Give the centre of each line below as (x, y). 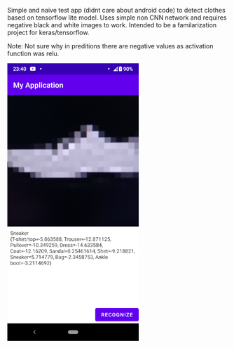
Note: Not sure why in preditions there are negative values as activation (110, 46)
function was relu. (33, 53)
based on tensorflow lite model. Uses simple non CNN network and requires (117, 18)
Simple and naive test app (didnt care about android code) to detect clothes (116, 10)
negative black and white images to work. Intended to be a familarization (112, 25)
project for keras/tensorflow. (48, 32)
